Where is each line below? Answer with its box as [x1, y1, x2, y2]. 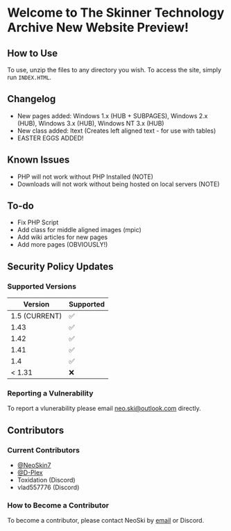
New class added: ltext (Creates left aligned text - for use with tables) [17, 126, 216, 135]
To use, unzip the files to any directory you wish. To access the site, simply [7, 66, 222, 74]
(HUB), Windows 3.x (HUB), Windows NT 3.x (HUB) [17, 119, 164, 127]
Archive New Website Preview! [7, 19, 189, 35]
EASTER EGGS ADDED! [17, 133, 84, 142]
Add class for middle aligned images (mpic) [17, 226, 142, 234]
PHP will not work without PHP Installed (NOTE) [17, 172, 154, 181]
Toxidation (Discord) [17, 476, 76, 484]
